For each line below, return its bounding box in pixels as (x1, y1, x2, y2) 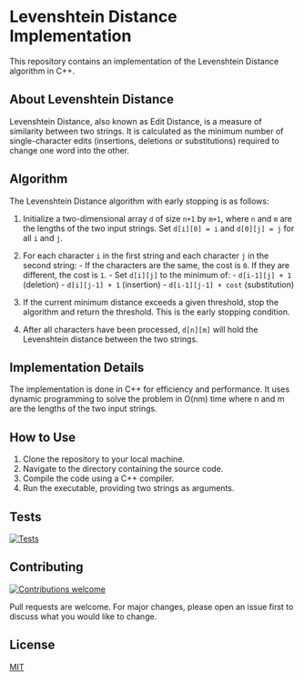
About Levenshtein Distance (9, 92, 175, 107)
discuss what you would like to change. (9, 611, 157, 622)
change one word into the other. (9, 145, 130, 155)
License (9, 637, 56, 653)
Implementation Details (9, 359, 145, 375)
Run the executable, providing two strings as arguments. (22, 483, 235, 494)
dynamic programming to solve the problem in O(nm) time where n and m (9, 394, 285, 405)
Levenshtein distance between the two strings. (22, 334, 198, 345)
